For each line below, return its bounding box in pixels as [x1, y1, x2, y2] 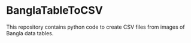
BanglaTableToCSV [6, 4, 104, 17]
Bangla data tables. [6, 29, 54, 36]
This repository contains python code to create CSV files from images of [6, 23, 185, 30]
